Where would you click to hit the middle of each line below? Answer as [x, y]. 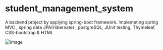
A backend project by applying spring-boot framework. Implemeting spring [82, 22]
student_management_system [69, 9]
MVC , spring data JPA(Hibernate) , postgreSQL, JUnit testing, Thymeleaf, [81, 27]
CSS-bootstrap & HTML [29, 32]
